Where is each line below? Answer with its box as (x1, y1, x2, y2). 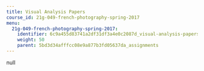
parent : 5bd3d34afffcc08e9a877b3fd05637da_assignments (17, 43, 159, 49)
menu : (6, 20, 20, 26)
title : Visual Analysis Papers (6, 8, 86, 15)
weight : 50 (17, 37, 45, 43)
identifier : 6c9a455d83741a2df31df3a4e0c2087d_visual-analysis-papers (17, 31, 200, 37)
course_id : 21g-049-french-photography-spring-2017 (6, 14, 140, 20)
